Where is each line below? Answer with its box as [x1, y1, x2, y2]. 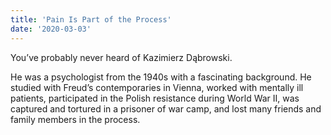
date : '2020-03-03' [10, 24, 92, 34]
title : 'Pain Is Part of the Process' [10, 14, 172, 25]
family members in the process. [10, 113, 141, 125]
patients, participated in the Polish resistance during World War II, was [10, 92, 300, 104]
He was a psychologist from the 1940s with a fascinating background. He [10, 71, 312, 83]
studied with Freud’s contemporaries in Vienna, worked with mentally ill [10, 81, 304, 93]
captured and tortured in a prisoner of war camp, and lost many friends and [10, 102, 322, 115]
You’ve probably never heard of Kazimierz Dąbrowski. [10, 51, 233, 63]
